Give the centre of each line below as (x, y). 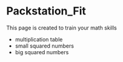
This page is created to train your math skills (62, 28)
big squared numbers (42, 52)
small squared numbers (45, 46)
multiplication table (39, 39)
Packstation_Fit (46, 11)
